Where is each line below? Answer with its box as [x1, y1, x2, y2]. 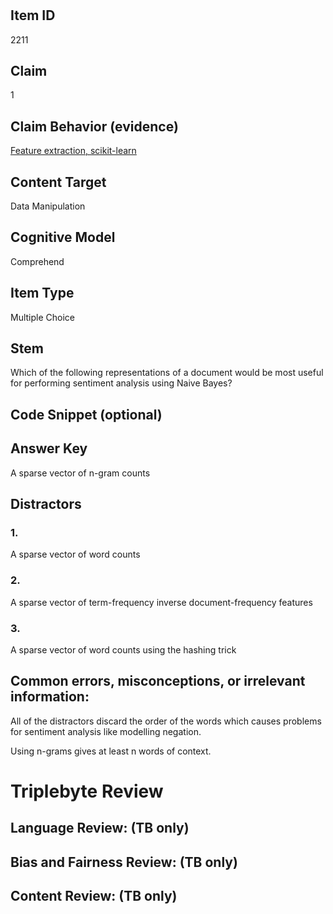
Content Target [10, 173, 107, 191]
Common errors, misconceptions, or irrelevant [10, 673, 306, 690]
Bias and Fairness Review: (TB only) [10, 853, 238, 871]
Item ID [10, 7, 56, 24]
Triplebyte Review [10, 780, 164, 802]
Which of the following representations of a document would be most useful [10, 367, 324, 379]
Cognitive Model [10, 229, 116, 246]
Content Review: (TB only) [10, 888, 178, 905]
